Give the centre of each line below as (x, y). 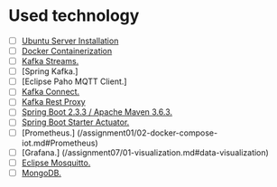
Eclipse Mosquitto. (56, 163)
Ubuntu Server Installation (70, 41)
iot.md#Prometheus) (60, 143)
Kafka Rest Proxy (54, 102)
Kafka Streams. (50, 61)
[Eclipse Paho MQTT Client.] (74, 81)
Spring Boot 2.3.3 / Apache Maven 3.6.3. (97, 112)
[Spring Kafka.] (50, 71)
